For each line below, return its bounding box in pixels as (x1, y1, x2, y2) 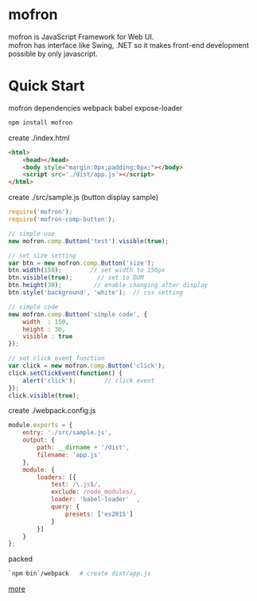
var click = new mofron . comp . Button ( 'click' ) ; (8, 362, 165, 370)
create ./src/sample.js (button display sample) (8, 193, 159, 202)
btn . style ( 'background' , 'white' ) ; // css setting (8, 289, 183, 297)
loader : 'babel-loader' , (50, 496, 141, 504)
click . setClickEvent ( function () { (8, 369, 123, 377)
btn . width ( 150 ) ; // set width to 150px (8, 266, 165, 274)
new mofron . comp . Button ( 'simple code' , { (8, 310, 148, 318)
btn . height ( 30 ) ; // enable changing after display (8, 281, 208, 289)
